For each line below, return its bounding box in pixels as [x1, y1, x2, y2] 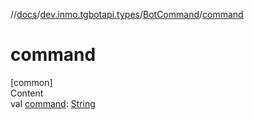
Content [10, 87, 44, 99]
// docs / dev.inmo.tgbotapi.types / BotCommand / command [10, 9, 244, 20]
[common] [10, 76, 53, 88]
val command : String [10, 97, 96, 109]
